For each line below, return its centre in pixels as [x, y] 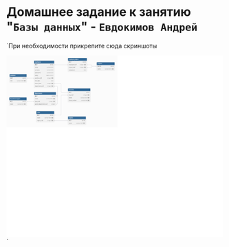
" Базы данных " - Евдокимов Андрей [102, 27]
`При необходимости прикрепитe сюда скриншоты [82, 46]
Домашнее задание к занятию [99, 12]
